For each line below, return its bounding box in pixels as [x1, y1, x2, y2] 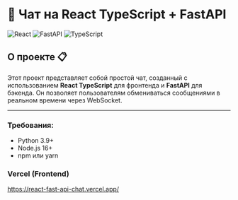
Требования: [7, 120, 55, 130]
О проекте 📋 [7, 51, 67, 63]
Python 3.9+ [17, 136, 55, 145]
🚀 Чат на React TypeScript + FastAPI [7, 6, 227, 23]
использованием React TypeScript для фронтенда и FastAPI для [7, 81, 203, 89]
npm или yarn [17, 151, 59, 160]
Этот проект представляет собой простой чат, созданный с [7, 73, 188, 82]
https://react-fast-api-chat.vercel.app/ [7, 185, 119, 194]
